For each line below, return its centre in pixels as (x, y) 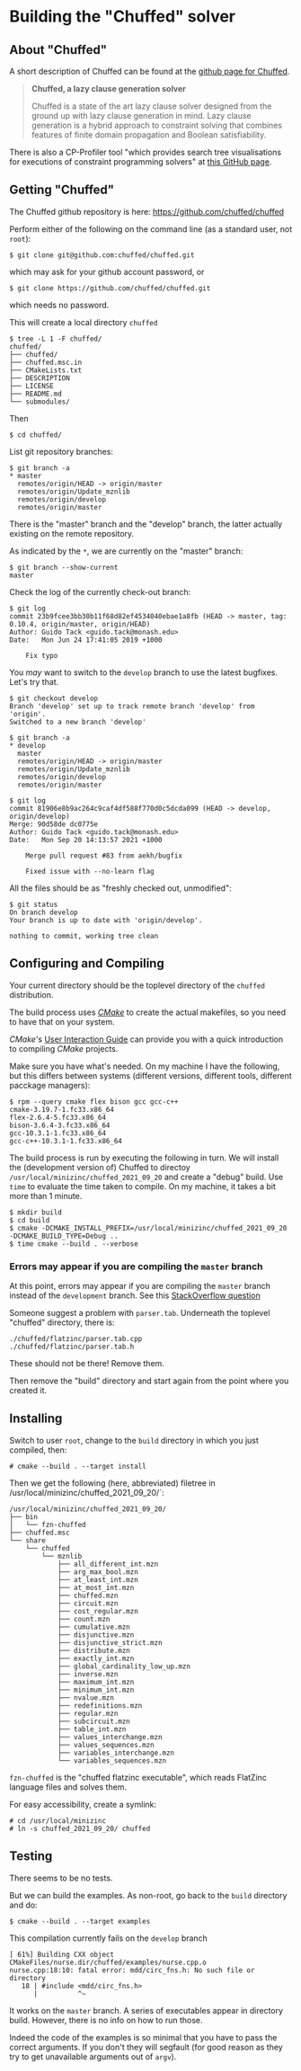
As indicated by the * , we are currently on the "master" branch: (126, 551)
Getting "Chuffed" (62, 190)
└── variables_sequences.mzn (112, 1760)
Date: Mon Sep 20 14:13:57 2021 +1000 (86, 840)
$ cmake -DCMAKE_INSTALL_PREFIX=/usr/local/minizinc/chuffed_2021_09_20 (148, 1228)
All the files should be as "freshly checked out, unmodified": (120, 888)
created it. (28, 1390)
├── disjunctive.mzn (96, 1635)
